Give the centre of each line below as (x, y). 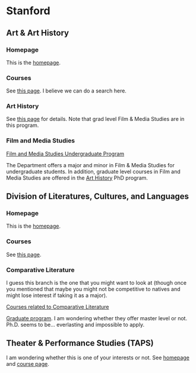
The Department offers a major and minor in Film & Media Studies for (91, 165)
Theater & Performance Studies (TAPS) (80, 343)
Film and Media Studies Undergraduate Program (65, 154)
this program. (23, 125)
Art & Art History (38, 33)
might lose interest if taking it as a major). (57, 295)
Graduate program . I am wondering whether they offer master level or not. (97, 318)
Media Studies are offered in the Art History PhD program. (77, 178)
